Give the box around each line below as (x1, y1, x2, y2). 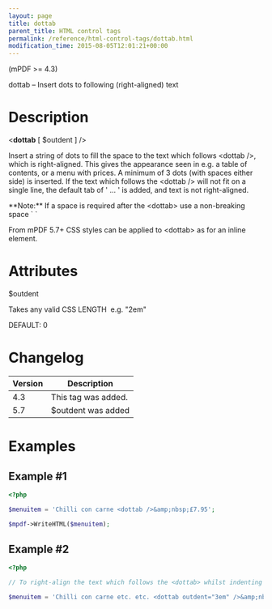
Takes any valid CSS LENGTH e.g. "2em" (8, 304, 147, 314)
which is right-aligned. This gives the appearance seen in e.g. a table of (8, 160, 248, 169)
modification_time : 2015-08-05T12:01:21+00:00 (8, 42, 168, 50)
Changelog (8, 349, 84, 367)
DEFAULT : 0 (8, 321, 49, 330)
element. (8, 234, 38, 244)
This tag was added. (51, 391, 128, 402)
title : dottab (8, 19, 57, 28)
